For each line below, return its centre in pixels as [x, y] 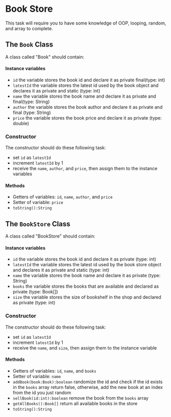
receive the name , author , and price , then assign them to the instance [85, 169]
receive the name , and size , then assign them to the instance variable [85, 347]
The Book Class [29, 45]
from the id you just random [42, 392]
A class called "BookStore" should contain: [50, 236]
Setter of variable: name [37, 376]
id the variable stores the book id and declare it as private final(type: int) [89, 80]
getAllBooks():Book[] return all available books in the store [75, 403]
